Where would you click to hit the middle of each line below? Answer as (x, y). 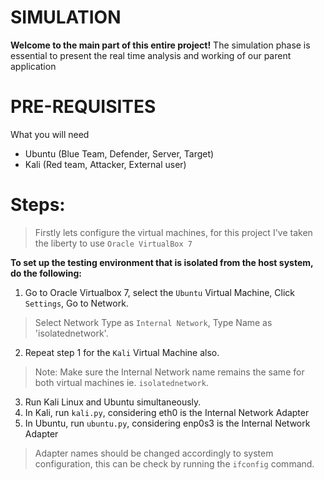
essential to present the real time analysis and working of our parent (151, 55)
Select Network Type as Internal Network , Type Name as (153, 322)
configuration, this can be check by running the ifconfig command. (174, 463)
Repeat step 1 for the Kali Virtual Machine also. (122, 352)
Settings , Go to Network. (76, 303)
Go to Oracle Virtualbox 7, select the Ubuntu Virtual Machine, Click (160, 292)
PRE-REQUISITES (83, 107)
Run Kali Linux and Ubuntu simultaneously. (113, 402)
